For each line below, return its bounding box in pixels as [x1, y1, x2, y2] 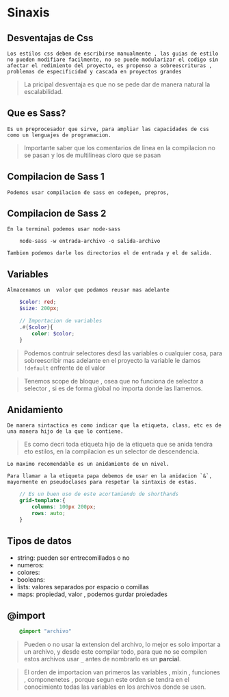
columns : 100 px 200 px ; [31, 504, 96, 510]
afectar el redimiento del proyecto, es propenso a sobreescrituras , [7, 62, 213, 69]
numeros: [16, 560, 44, 569]
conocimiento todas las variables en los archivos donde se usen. [23, 683, 206, 691]
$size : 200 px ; [19, 305, 59, 312]
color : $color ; [31, 330, 75, 337]
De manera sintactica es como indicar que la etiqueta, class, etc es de [7, 422, 222, 429]
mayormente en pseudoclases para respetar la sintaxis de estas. [7, 479, 197, 486]
